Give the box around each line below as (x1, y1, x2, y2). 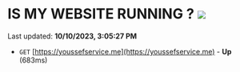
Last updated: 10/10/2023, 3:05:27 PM (7, 31, 138, 41)
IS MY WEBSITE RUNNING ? (7, 5, 195, 23)
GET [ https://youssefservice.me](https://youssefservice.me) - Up (18, 46, 232, 56)
